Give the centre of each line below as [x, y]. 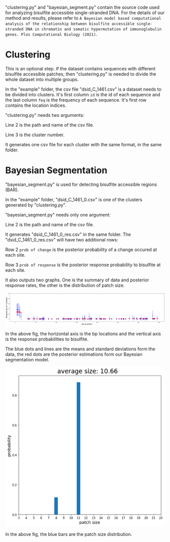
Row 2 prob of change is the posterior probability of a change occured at [81, 249]
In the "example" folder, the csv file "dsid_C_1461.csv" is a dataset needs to [83, 89]
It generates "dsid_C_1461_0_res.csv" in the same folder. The [68, 234]
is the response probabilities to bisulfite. [47, 339]
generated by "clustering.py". [36, 205]
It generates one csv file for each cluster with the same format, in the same [83, 144]
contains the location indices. [36, 105]
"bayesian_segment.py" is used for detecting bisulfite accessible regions [81, 184]
